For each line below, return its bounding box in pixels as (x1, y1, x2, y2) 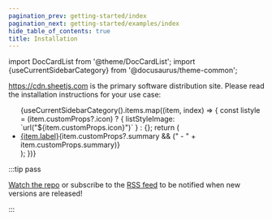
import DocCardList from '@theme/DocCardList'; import (8, 57, 196, 67)
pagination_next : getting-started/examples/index (8, 19, 180, 28)
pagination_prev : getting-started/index (8, 11, 148, 20)
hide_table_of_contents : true (8, 27, 111, 35)
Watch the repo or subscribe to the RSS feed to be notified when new (8, 180, 241, 190)
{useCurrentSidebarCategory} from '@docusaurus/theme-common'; (8, 66, 238, 75)
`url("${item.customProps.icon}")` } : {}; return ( (19, 123, 180, 132)
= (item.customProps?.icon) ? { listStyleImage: (19, 114, 175, 124)
